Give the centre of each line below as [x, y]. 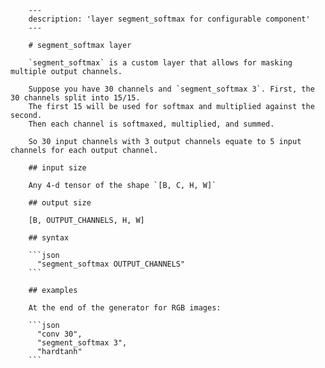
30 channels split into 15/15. [75, 98]
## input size [57, 168]
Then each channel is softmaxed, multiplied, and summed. [151, 124]
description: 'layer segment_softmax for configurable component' [169, 19]
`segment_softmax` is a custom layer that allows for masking [160, 63]
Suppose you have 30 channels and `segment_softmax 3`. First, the [171, 89]
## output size [60, 203]
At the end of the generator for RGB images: [125, 308]
